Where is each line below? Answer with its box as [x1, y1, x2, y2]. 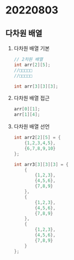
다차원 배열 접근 [13, 95, 50, 102]
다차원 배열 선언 [13, 123, 50, 130]
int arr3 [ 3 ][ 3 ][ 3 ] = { [13, 161, 69, 167]
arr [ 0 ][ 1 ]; [13, 106, 40, 112]
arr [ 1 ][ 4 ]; [13, 112, 40, 117]
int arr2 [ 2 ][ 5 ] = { [13, 135, 61, 141]
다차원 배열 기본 [13, 45, 50, 51]
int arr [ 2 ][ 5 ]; [13, 62, 51, 68]
